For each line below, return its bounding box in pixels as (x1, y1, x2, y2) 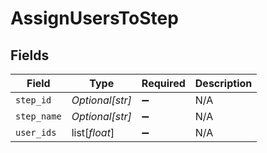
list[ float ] (71, 126, 115, 139)
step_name (15, 111, 62, 122)
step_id (15, 95, 52, 106)
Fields (10, 47, 50, 64)
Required (141, 77, 186, 90)
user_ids (15, 127, 57, 138)
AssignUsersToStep (10, 7, 179, 30)
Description (194, 77, 253, 90)
